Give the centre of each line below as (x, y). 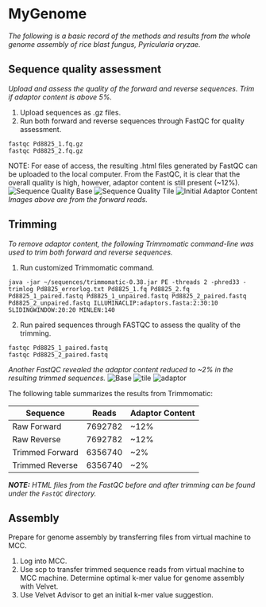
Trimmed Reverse (45, 465)
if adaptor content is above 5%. (60, 97)
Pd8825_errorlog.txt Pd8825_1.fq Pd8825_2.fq (114, 289)
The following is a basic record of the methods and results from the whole (130, 36)
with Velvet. (39, 586)
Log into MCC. (43, 561)
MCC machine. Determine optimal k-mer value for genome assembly (132, 578)
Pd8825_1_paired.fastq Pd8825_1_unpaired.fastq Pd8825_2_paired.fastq (127, 296)
